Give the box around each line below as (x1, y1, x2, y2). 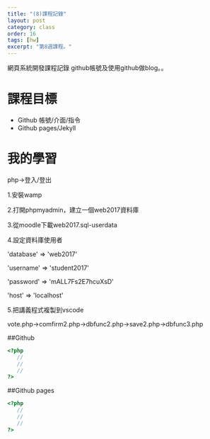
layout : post (7, 17, 46, 24)
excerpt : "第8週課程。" (7, 43, 72, 50)
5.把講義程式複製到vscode (7, 305, 84, 314)
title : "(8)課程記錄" (7, 10, 67, 18)
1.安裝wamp (7, 190, 42, 199)
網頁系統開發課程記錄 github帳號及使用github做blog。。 (7, 64, 168, 72)
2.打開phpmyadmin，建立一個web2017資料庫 (7, 205, 139, 214)
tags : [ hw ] (7, 37, 40, 44)
